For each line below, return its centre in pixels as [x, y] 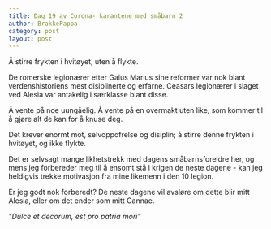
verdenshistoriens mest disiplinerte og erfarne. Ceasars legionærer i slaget [133, 86]
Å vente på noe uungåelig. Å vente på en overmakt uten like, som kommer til [136, 110]
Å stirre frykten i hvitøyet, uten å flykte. [74, 62]
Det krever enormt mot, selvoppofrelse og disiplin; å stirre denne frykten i [131, 135]
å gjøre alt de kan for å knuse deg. [66, 119]
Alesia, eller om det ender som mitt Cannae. [82, 201]
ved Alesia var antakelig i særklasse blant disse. [88, 95]
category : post [34, 31]
